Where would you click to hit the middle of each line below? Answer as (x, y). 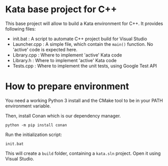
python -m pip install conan (36, 125)
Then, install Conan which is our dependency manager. (63, 116)
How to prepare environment (67, 86)
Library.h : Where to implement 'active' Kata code (65, 60)
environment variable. (28, 106)
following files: (21, 29)
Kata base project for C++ (61, 9)
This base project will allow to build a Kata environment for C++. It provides (84, 23)
